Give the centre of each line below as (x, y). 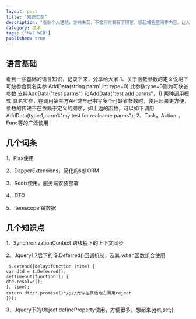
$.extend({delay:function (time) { (52, 266)
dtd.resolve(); (24, 282)
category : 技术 (24, 28)
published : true (26, 39)
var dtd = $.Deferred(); (36, 272)
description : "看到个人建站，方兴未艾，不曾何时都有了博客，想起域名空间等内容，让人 (98, 22)
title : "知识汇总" (27, 17)
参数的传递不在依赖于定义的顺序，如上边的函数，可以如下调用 (80, 108)
